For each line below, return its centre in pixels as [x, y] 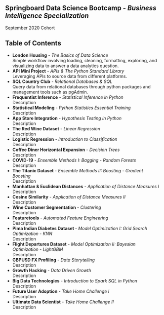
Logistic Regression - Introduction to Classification [65, 139]
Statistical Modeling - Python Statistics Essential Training [71, 108]
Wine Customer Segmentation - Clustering [57, 207]
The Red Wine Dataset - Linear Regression [56, 128]
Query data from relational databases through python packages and [81, 86]
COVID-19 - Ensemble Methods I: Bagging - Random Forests [74, 160]
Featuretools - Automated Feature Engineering [60, 218]
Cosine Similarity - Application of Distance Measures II [69, 197]
